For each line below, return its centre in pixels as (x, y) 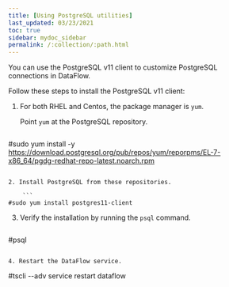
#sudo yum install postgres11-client (71, 203)
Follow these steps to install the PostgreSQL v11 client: (97, 91)
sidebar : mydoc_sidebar (48, 38)
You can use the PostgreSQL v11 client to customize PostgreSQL (113, 67)
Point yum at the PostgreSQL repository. (84, 122)
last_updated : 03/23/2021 (51, 23)
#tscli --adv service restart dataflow (67, 276)
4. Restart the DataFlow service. (65, 262)
